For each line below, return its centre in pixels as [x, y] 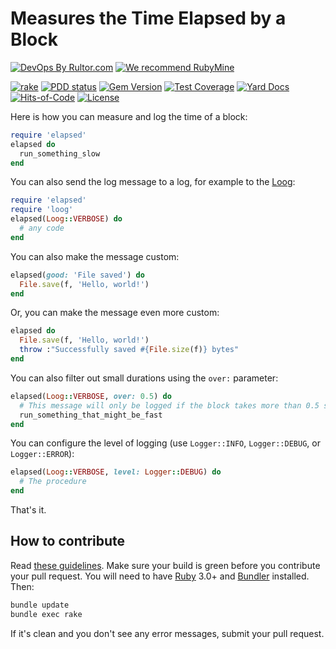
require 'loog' [42, 210]
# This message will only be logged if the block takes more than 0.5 [169, 405]
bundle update [40, 605]
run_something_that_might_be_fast [91, 415]
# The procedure [53, 482]
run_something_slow [60, 153]
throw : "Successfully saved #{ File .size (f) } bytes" [129, 350]
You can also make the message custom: [95, 256]
